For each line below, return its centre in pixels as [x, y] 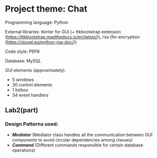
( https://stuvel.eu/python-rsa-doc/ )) [41, 42]
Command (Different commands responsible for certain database [78, 145]
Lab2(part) [22, 110]
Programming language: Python [37, 22]
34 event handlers [30, 95]
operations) [24, 150]
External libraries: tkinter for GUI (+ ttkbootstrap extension [63, 32]
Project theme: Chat [46, 9]
